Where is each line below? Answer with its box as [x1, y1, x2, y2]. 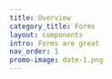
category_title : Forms [9, 22, 96, 31]
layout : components [9, 30, 84, 39]
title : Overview [9, 13, 71, 23]
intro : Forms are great [9, 38, 100, 48]
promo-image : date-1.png [9, 55, 104, 64]
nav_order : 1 [9, 47, 59, 56]
